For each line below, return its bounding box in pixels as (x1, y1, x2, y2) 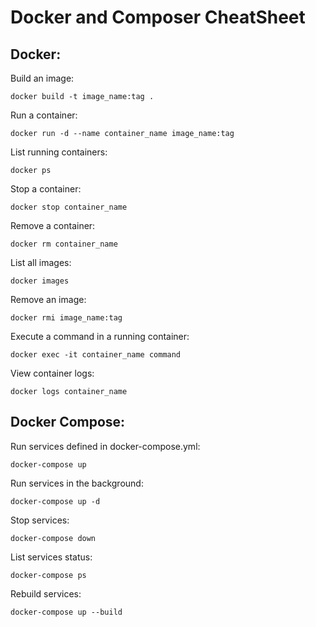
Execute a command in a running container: (10, 331, 190, 342)
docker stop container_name (10, 202, 128, 212)
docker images (10, 276, 70, 286)
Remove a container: (10, 220, 96, 231)
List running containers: (10, 146, 108, 158)
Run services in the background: (10, 477, 144, 489)
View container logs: (10, 367, 95, 379)
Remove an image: (10, 294, 87, 305)
